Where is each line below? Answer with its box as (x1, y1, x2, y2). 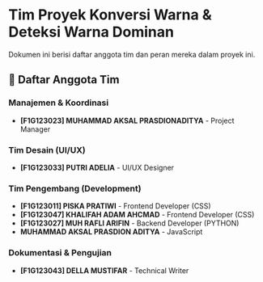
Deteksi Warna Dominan (8, 23, 174, 41)
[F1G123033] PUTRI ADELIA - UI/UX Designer (19, 162, 175, 172)
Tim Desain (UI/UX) (8, 144, 87, 155)
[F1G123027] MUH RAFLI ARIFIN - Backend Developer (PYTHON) (19, 218, 240, 228)
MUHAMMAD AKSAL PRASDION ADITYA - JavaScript (19, 227, 203, 237)
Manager (19, 124, 51, 134)
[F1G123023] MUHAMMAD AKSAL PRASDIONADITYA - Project (19, 116, 235, 125)
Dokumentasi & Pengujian (8, 247, 112, 259)
